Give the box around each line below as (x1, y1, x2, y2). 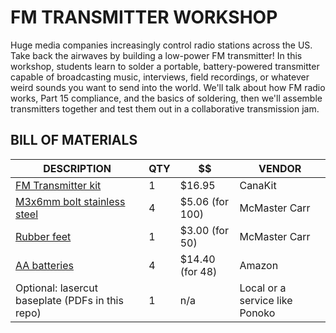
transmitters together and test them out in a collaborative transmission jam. (10, 102, 320, 115)
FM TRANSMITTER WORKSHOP (10, 6, 278, 29)
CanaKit (239, 178, 277, 192)
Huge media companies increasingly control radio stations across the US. (10, 39, 313, 51)
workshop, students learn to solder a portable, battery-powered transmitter (10, 60, 320, 72)
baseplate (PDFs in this (15, 293, 124, 307)
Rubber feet (15, 229, 72, 243)
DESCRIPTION (43, 161, 112, 175)
